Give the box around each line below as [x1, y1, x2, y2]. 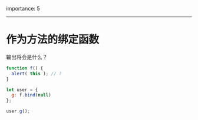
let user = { [6, 86, 38, 93]
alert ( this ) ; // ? [11, 71, 62, 76]
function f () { [6, 65, 44, 71]
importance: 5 [6, 5, 40, 12]
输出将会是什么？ [6, 53, 48, 61]
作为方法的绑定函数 [6, 33, 100, 46]
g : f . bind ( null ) [11, 92, 51, 98]
